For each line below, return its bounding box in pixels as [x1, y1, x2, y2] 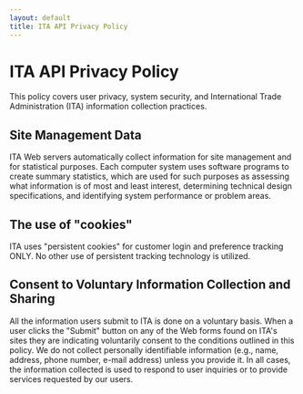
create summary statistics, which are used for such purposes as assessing [9, 171, 289, 182]
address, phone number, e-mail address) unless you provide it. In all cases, [9, 354, 291, 365]
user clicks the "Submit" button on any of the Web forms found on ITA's [9, 325, 278, 336]
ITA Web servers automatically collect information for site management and [9, 151, 292, 162]
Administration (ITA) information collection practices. [9, 101, 207, 112]
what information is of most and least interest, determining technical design [9, 181, 293, 192]
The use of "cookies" [9, 216, 133, 233]
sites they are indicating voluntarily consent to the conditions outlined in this [9, 335, 295, 346]
